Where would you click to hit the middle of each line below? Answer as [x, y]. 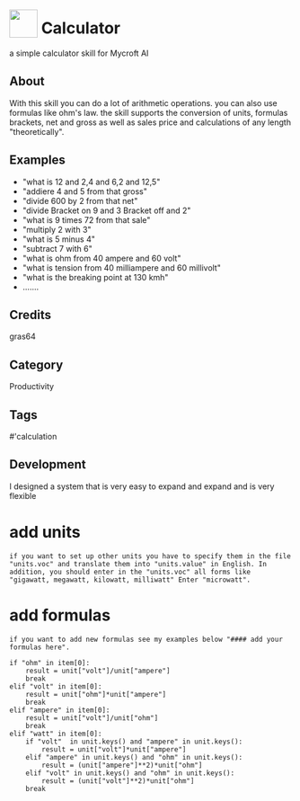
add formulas [60, 615]
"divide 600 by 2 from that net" [80, 200]
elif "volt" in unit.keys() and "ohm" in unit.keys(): [130, 773]
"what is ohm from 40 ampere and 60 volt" [101, 258]
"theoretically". [37, 131]
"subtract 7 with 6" [57, 248]
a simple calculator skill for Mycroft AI [79, 53]
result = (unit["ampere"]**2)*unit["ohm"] [122, 765]
